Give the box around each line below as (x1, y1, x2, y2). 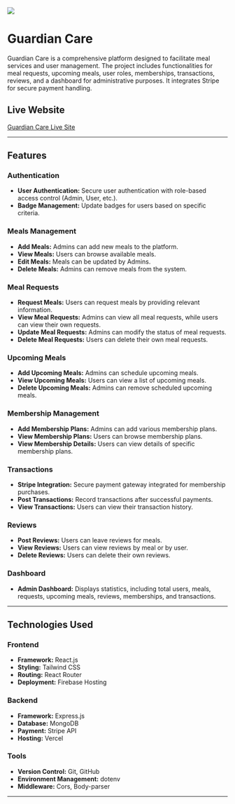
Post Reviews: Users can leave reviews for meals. (17, 536, 162, 545)
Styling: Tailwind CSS (17, 663, 81, 672)
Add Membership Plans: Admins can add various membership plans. (17, 424, 218, 433)
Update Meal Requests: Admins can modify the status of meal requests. (17, 328, 227, 336)
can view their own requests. (17, 320, 101, 329)
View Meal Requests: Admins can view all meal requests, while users (17, 313, 218, 322)
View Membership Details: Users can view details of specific (17, 440, 196, 448)
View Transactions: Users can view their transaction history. (17, 503, 194, 511)
